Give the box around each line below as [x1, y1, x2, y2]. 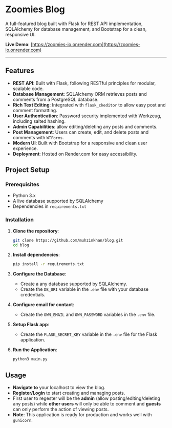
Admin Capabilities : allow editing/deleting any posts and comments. [12, 123, 158, 130]
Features [5, 67, 34, 75]
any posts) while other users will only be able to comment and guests [12, 401, 161, 407]
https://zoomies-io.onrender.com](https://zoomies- [32, 41, 141, 47]
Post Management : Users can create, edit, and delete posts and [12, 129, 149, 135]
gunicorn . [12, 417, 33, 423]
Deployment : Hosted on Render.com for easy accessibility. [12, 151, 138, 157]
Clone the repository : [12, 228, 59, 234]
